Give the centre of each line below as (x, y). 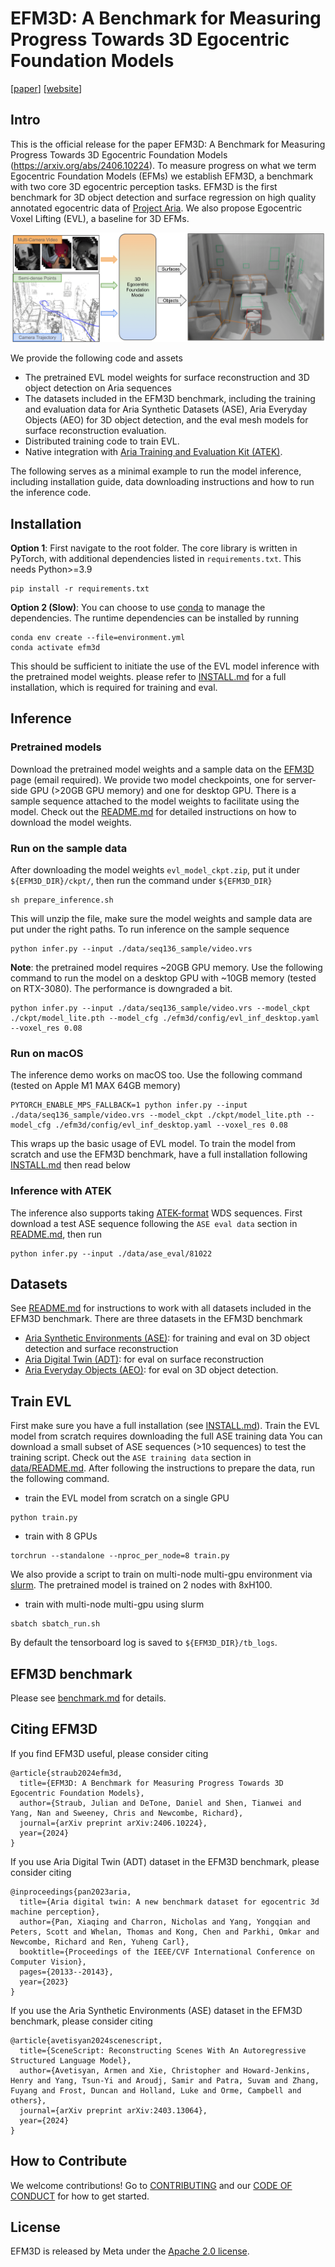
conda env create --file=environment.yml (98, 637)
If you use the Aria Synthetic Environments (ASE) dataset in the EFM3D (156, 2010)
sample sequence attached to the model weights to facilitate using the (155, 801)
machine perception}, (55, 1912)
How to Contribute (69, 2161)
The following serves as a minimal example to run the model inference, (156, 471)
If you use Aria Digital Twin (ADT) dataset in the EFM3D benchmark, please (165, 1861)
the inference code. (51, 493)
